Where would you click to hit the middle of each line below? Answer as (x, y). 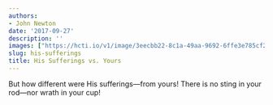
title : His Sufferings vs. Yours (65, 61)
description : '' (36, 38)
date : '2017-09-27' (41, 31)
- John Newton (32, 23)
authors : (23, 16)
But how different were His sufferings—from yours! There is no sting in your (135, 84)
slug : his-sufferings (45, 53)
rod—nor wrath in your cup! (55, 92)
